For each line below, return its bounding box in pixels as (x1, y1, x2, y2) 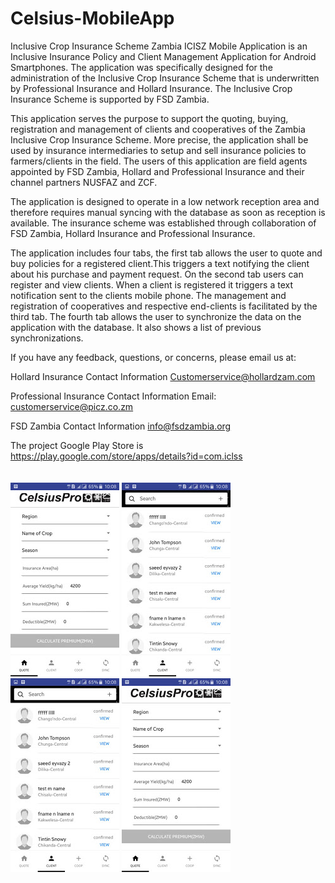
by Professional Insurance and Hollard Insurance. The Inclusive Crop (10, 82, 293, 94)
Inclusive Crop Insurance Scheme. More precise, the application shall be (10, 133, 309, 146)
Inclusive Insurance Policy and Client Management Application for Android (10, 50, 317, 62)
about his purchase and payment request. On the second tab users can (10, 268, 304, 280)
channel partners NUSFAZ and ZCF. (10, 176, 158, 188)
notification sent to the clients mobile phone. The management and (10, 289, 287, 301)
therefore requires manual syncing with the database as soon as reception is (10, 206, 326, 218)
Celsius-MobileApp (10, 7, 175, 30)
